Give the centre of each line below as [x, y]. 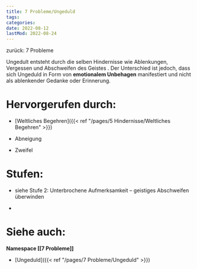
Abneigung [28, 139]
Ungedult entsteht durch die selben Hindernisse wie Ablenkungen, [87, 62]
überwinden [29, 197]
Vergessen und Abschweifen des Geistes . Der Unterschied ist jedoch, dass [98, 68]
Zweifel [24, 150]
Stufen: [25, 174]
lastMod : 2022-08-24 [32, 34]
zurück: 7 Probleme [30, 50]
